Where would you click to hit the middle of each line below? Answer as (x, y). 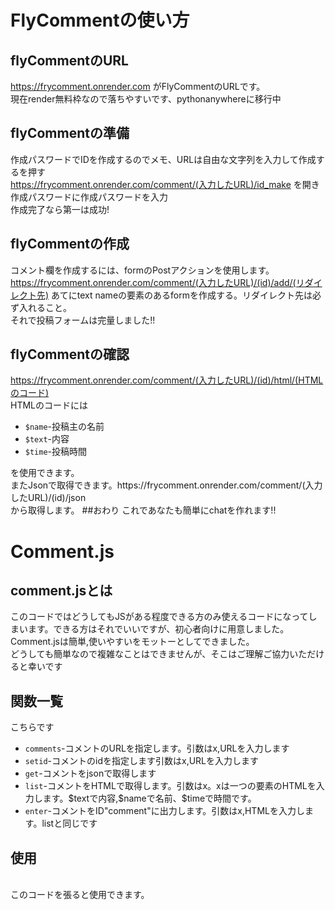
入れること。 (45, 307)
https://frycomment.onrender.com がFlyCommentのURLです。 (138, 86)
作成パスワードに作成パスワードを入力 (89, 197)
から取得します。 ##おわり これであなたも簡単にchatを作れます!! (143, 510)
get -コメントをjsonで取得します (90, 773)
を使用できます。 (45, 473)
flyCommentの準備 (70, 133)
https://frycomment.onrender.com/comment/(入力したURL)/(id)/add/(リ (157, 282)
